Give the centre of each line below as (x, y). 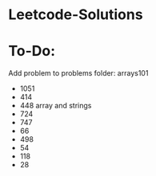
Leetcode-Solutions (76, 15)
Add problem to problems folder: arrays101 (78, 73)
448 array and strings (56, 106)
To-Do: (32, 51)
